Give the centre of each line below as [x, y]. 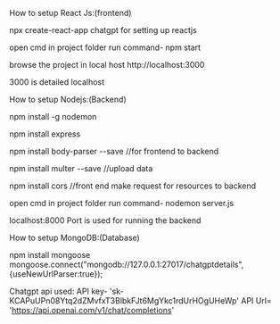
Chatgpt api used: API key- [58, 291]
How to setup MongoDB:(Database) [74, 237]
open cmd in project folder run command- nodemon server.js [122, 203]
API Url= [256, 301]
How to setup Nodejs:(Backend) [68, 99]
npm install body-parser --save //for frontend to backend [114, 151]
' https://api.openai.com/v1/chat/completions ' [92, 310]
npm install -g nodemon [53, 116]
